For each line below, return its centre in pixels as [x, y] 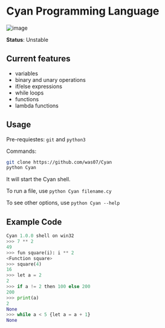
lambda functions [37, 105]
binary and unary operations [50, 79]
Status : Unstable [27, 39]
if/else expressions [38, 86]
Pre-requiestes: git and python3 [46, 139]
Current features [38, 59]
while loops [29, 93]
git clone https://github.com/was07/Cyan [59, 162]
